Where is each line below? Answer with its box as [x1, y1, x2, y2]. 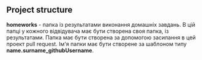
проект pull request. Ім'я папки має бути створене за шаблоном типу [6, 40, 187, 47]
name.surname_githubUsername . [6, 47, 94, 54]
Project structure [6, 5, 73, 15]
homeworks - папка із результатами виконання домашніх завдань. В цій [6, 21, 196, 28]
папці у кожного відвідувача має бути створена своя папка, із [6, 27, 170, 35]
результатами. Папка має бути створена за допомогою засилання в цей [6, 33, 196, 41]
